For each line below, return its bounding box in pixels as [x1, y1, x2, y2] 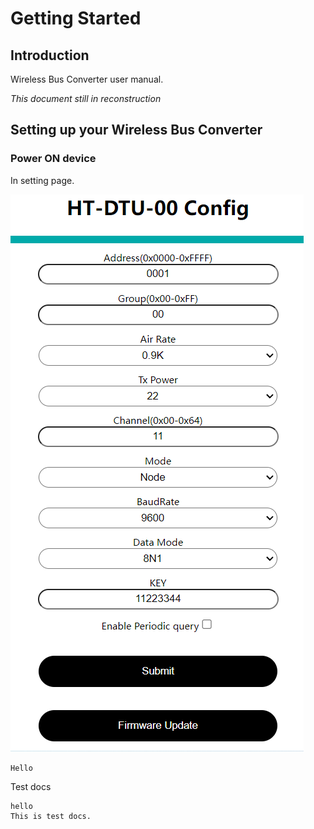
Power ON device [10, 152, 97, 166]
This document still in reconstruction [10, 93, 162, 104]
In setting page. [10, 174, 75, 186]
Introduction [10, 47, 90, 64]
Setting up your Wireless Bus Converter [10, 122, 263, 139]
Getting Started [10, 7, 142, 30]
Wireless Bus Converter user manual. [10, 73, 164, 85]
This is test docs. [10, 811, 92, 821]
